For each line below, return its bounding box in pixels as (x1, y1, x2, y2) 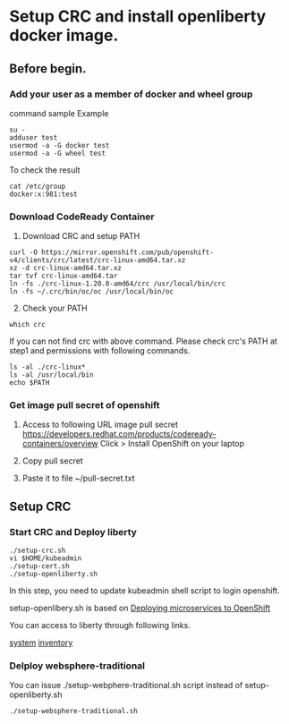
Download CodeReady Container (9, 210, 155, 223)
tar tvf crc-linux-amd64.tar (9, 271, 118, 281)
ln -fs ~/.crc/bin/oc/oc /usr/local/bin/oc (9, 287, 174, 296)
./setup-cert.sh (9, 562, 70, 571)
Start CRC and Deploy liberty (9, 525, 137, 538)
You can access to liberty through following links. (9, 620, 191, 631)
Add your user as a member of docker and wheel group (9, 88, 253, 100)
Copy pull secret (21, 456, 83, 466)
